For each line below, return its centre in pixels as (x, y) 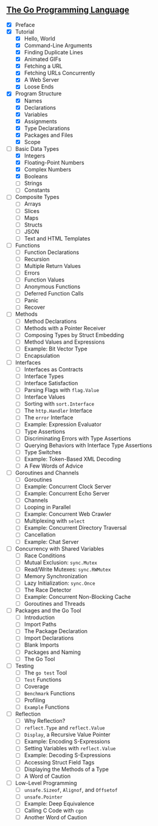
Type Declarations (47, 128)
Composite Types (37, 197)
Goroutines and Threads (54, 604)
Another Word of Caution (55, 817)
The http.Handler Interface (58, 411)
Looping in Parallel (47, 507)
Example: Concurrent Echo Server (67, 493)
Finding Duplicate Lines (53, 53)
